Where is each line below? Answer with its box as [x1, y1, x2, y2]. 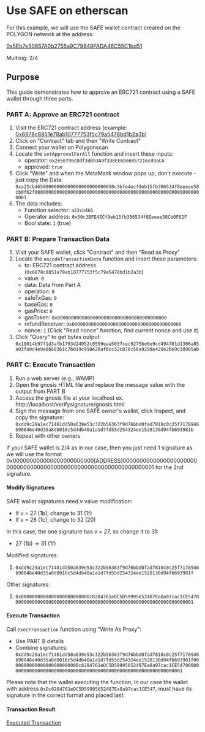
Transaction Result [6, 706, 56, 713]
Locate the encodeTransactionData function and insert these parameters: [15, 255, 198, 262]
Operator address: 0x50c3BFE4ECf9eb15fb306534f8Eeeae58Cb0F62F [24, 213, 187, 221]
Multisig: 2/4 [6, 54, 39, 61]
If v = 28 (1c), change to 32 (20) [15, 516, 96, 523]
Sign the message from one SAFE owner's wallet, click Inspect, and [15, 407, 185, 414]
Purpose [6, 72, 40, 83]
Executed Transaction [6, 719, 61, 726]
